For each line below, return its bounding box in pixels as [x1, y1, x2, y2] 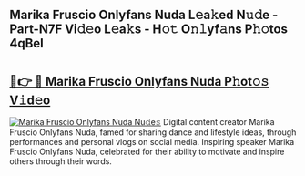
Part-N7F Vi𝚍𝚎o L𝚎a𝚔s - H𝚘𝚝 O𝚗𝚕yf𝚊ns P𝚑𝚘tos [9, 22, 289, 37]
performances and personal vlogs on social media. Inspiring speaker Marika [9, 137, 295, 147]
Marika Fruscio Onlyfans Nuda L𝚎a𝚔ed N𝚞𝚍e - [9, 7, 279, 23]
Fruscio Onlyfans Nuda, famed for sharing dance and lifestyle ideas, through [9, 127, 297, 138]
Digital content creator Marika [163, 117, 275, 127]
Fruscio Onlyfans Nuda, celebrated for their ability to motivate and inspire [9, 146, 285, 157]
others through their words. [9, 156, 112, 167]
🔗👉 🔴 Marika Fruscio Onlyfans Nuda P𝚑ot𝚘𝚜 [9, 73, 269, 89]
